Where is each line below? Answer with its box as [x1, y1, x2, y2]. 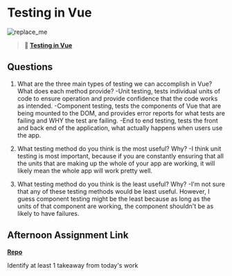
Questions [7, 61, 53, 73]
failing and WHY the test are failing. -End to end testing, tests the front [17, 116, 218, 125]
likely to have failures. [17, 209, 80, 217]
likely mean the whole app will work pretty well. [17, 166, 152, 174]
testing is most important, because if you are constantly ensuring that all [17, 151, 224, 160]
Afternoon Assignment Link [7, 230, 129, 241]
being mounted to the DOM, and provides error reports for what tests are [17, 109, 225, 117]
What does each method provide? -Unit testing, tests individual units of [17, 86, 220, 95]
